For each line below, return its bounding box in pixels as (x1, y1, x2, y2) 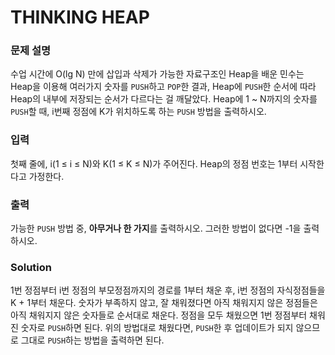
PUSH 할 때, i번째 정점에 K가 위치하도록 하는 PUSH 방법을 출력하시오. (10, 106, 267, 118)
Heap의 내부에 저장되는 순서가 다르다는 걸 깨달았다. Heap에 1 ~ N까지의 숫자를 (10, 93, 318, 105)
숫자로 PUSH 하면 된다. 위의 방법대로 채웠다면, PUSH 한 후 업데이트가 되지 (20, 322, 294, 334)
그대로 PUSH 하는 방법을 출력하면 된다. (20, 334, 165, 346)
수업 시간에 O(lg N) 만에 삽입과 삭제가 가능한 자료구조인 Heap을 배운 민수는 (10, 68, 305, 80)
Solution (10, 261, 53, 274)
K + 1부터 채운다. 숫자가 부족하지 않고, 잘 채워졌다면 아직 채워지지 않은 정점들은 (10, 297, 318, 309)
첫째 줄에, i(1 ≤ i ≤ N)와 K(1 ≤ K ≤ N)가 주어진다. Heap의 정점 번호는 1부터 (10, 157, 298, 170)
